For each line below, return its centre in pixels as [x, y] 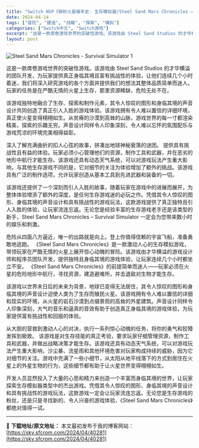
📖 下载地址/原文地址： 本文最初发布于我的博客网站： [70, 426]
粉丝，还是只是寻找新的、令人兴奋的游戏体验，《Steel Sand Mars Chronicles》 [99, 400]
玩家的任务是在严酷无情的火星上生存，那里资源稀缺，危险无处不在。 [89, 90]
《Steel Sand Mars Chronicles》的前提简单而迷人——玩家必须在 [106, 266]
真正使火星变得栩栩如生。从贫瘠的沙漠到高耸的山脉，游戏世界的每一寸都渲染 [99, 118]
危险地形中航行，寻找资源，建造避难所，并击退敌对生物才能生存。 [97, 274]
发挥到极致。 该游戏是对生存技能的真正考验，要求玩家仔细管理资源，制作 [95, 336]
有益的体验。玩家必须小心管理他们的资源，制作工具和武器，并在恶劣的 [107, 152]
